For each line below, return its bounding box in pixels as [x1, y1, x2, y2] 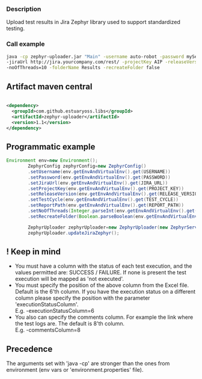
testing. [6, 25, 25, 32]
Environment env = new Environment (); [6, 158, 98, 164]
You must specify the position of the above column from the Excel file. [14, 282, 189, 289]
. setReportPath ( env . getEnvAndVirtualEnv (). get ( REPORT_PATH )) [28, 202, 185, 209]
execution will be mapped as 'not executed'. [14, 276, 124, 283]
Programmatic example [6, 141, 96, 152]
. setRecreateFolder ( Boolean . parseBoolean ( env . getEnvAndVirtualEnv [28, 213, 198, 220]
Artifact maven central [6, 81, 93, 91]
